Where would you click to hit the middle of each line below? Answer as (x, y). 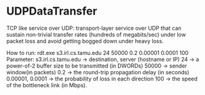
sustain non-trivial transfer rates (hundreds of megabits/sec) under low (96, 34)
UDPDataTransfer (52, 11)
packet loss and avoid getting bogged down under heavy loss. (85, 41)
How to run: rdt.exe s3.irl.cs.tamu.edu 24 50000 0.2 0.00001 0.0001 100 (98, 52)
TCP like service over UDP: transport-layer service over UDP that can (94, 28)
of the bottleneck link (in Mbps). (47, 85)
